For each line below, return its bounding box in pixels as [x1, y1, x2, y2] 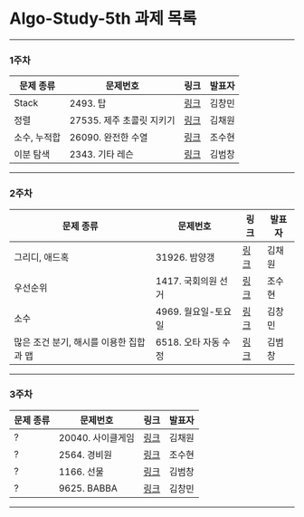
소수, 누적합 [14, 131, 62, 144]
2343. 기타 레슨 [69, 148, 134, 161]
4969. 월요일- [155, 305, 215, 318]
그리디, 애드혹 [14, 251, 70, 263]
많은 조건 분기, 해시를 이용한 [14, 336, 127, 349]
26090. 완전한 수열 [69, 131, 148, 144]
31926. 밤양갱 [155, 251, 215, 263]
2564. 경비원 [58, 448, 113, 461]
